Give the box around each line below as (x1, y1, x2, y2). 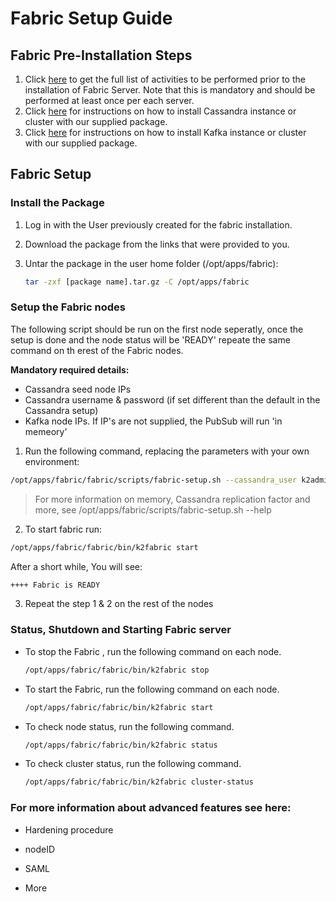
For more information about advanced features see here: (10, 801, 292, 815)
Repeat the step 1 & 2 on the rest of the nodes (24, 598, 214, 610)
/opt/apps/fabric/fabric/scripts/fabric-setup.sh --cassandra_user (10, 475, 298, 485)
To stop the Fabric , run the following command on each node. (24, 645, 282, 657)
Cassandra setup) (24, 404, 99, 416)
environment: (24, 455, 80, 467)
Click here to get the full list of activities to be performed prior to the (24, 73, 306, 85)
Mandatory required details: (10, 363, 130, 376)
